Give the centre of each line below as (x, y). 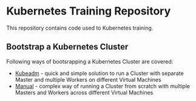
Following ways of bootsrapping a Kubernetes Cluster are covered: (90, 61)
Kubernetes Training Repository (89, 11)
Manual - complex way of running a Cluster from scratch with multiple (102, 86)
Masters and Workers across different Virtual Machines (84, 93)
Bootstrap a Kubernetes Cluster (67, 47)
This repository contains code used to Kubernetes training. (80, 28)
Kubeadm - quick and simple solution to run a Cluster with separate (99, 73)
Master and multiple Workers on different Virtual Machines (88, 79)
